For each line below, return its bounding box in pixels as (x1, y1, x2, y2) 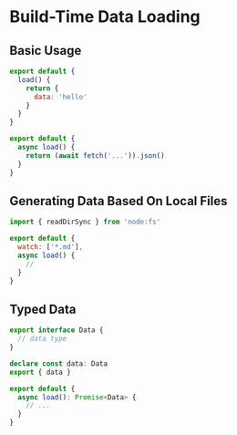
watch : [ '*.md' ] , (17, 243, 84, 252)
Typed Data (9, 301, 77, 316)
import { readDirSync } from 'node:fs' (9, 217, 161, 227)
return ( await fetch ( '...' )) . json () (26, 150, 166, 161)
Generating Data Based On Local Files (9, 193, 228, 209)
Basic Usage (9, 43, 82, 58)
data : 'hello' (33, 92, 88, 101)
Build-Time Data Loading (9, 6, 201, 27)
